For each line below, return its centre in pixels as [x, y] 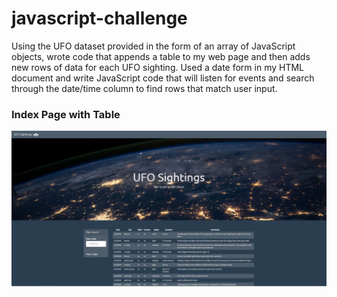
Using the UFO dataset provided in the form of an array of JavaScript [153, 46]
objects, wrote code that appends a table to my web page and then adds [161, 56]
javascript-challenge [99, 18]
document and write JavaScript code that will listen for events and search [163, 78]
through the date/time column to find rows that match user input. [144, 88]
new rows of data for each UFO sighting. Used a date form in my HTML [158, 67]
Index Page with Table [66, 114]
